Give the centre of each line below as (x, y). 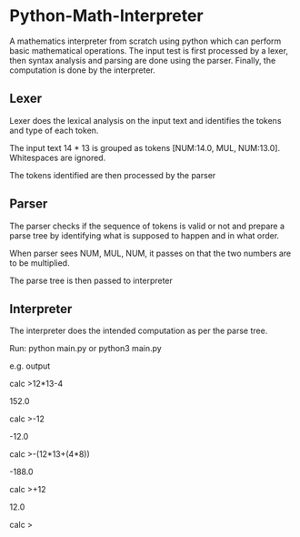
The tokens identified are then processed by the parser (113, 175)
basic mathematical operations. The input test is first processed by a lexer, (149, 50)
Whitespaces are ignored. (58, 157)
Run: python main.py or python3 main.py (85, 349)
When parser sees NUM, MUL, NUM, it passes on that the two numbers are (150, 253)
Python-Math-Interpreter (106, 16)
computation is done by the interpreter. (83, 70)
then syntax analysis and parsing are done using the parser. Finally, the (143, 60)
